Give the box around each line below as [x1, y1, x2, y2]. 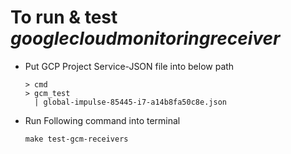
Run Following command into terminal [24, 114, 181, 126]
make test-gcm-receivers [24, 134, 129, 144]
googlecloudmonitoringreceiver [10, 27, 281, 50]
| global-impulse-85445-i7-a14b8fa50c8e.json [34, 97, 227, 107]
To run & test [10, 6, 118, 29]
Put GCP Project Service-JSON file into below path [24, 60, 235, 72]
